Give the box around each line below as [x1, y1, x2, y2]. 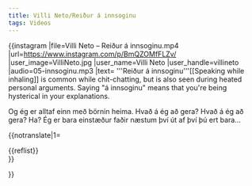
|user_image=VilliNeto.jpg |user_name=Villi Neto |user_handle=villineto [8, 57, 239, 67]
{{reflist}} [8, 146, 40, 155]
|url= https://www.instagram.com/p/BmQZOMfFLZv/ [8, 49, 177, 59]
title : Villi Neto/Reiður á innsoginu [8, 11, 136, 20]
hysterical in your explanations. [8, 91, 110, 101]
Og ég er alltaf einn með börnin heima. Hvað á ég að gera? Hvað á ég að [8, 106, 244, 116]
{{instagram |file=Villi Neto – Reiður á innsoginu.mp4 [8, 40, 180, 50]
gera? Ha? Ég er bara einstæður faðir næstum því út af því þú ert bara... [8, 115, 242, 124]
